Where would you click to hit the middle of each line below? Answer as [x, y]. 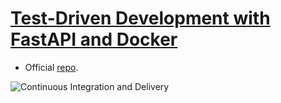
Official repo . [51, 67]
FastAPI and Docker [94, 39]
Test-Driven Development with [140, 18]
